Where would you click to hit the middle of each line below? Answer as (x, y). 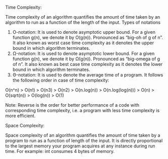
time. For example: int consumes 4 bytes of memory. (60, 151)
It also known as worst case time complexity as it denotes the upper (83, 43)
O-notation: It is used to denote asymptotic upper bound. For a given (84, 32)
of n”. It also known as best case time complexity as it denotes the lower (88, 64)
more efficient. (20, 116)
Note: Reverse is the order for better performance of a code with (72, 105)
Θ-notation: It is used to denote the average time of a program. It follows (88, 75)
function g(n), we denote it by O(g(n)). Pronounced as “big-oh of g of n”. (88, 37)
